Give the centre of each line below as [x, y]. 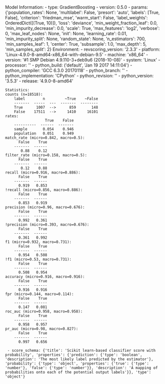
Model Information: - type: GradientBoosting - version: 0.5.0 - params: [77, 7]
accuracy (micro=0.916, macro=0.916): [45, 277]
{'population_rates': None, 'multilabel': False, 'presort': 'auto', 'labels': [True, [82, 12]
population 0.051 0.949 [44, 133]
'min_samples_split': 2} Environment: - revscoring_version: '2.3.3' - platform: [83, 49]
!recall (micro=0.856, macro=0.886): [44, 190]
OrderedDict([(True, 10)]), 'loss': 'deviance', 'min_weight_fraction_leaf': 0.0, [82, 23]
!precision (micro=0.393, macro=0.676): [47, 225]
